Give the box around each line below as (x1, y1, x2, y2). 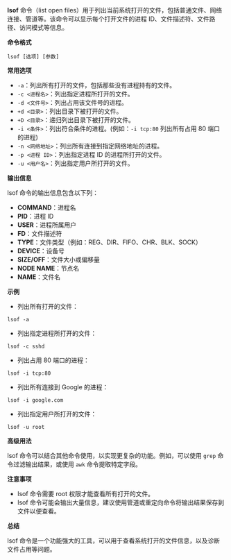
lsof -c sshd (7, 343, 45, 350)
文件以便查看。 (17, 507, 60, 515)
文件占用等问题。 (7, 545, 56, 553)
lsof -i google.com (7, 397, 64, 404)
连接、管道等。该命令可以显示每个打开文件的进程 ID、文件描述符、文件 (7, 15, 209, 23)
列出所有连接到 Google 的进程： (17, 383, 109, 391)
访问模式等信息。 (19, 24, 68, 31)
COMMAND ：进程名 (17, 203, 76, 212)
